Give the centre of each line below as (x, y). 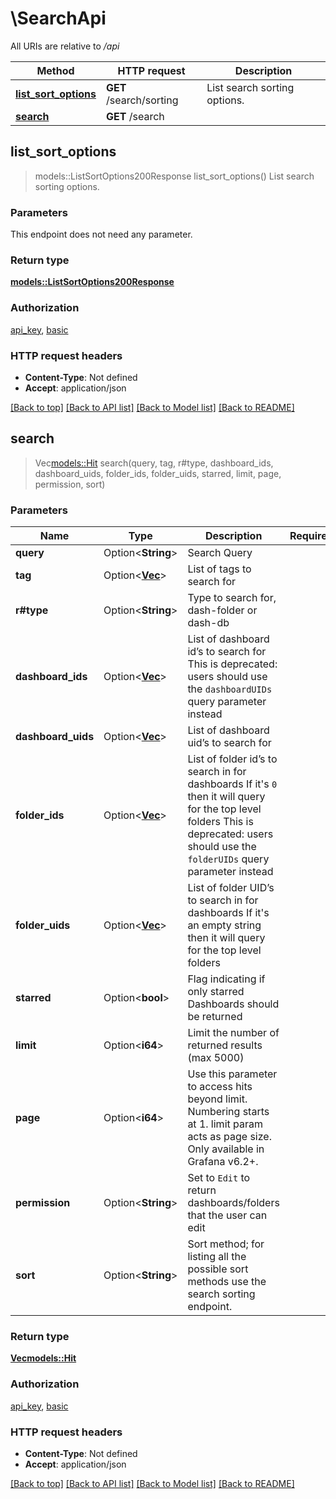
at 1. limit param (225, 1124)
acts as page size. (229, 1137)
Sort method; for (226, 1244)
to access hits (220, 1087)
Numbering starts (228, 1112)
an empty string (224, 925)
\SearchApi (58, 18)
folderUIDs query (228, 859)
